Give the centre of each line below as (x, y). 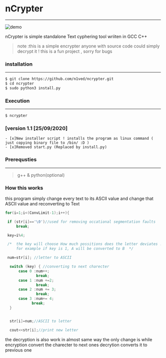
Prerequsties (21, 159)
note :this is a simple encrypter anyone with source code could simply (88, 46)
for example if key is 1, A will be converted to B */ (75, 249)
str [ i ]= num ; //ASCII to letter (41, 321)
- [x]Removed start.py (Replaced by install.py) (56, 147)
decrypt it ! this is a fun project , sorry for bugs (65, 51)
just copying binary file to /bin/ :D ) (47, 143)
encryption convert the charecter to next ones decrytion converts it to (76, 345)
